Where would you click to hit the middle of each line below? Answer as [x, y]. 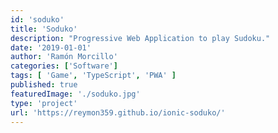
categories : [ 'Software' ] [64, 66]
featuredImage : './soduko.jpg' [75, 94]
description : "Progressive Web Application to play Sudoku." [140, 38]
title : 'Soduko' [44, 29]
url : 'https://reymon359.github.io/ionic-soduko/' [118, 112]
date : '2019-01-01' [51, 47]
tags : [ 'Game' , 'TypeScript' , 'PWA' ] [93, 76]
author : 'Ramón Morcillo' [64, 57]
